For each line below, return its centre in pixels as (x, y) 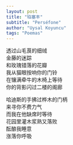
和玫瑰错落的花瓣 (27, 65)
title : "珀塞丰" (25, 17)
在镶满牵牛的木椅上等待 (34, 80)
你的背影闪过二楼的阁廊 (34, 87)
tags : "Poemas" (25, 33)
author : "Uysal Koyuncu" (36, 28)
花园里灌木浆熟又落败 (32, 122)
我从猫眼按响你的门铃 (32, 72)
